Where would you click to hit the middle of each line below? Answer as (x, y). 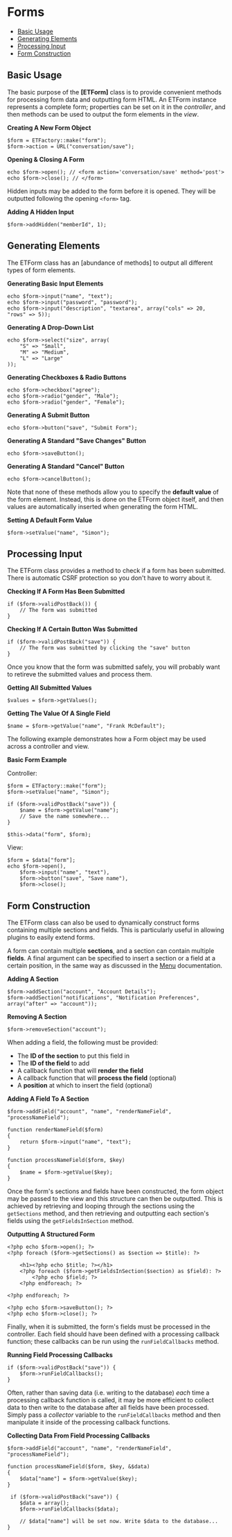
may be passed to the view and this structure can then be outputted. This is (115, 1199)
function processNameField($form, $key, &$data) (79, 1467)
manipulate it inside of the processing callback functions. (89, 1422)
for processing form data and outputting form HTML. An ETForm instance (112, 99)
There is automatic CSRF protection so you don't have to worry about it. (110, 578)
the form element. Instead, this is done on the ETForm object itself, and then (115, 499)
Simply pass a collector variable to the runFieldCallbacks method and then (114, 1415)
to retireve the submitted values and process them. (80, 674)
